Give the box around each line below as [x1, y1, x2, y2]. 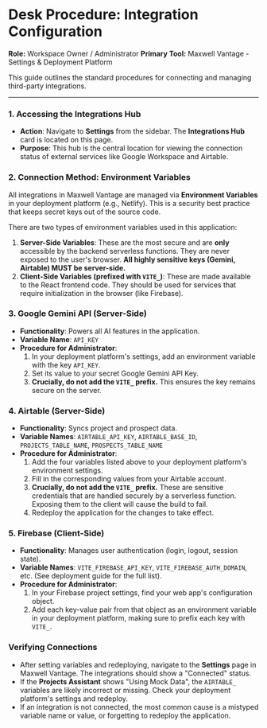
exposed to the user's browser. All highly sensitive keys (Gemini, [19, 255, 236, 264]
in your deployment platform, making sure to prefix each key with [31, 613, 246, 623]
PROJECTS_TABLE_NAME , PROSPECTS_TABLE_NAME [19, 440, 163, 450]
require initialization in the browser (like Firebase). [19, 288, 184, 298]
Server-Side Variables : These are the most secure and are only [19, 237, 230, 247]
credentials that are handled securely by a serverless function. [31, 491, 237, 500]
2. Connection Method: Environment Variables [8, 172, 191, 183]
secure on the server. [31, 385, 102, 395]
